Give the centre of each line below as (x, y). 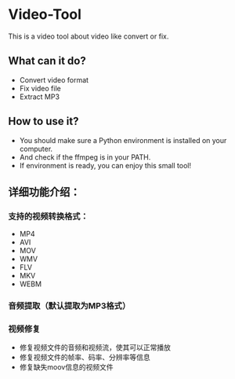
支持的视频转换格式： (48, 216)
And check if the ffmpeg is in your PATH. (85, 157)
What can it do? (47, 61)
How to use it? (43, 121)
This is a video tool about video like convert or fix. (89, 36)
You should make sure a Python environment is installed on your (123, 140)
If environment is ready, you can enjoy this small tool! (105, 165)
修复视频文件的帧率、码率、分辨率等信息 (85, 357)
